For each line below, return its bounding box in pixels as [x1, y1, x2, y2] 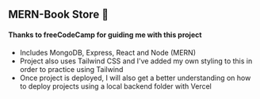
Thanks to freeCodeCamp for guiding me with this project [8, 29, 202, 40]
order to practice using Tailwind [19, 64, 124, 74]
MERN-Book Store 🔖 [8, 8, 109, 21]
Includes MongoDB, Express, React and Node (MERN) [19, 48, 197, 57]
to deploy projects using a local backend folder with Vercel [19, 81, 212, 91]
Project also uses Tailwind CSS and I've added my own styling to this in [19, 56, 253, 66]
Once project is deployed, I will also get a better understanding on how [19, 73, 251, 82]
